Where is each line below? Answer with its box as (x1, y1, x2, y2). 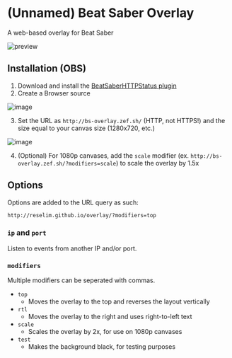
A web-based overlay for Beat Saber (7, 28, 114, 37)
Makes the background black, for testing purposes (28, 342, 175, 351)
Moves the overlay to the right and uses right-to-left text (28, 313, 192, 321)
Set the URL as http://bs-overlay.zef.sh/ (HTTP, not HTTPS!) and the (17, 116, 226, 125)
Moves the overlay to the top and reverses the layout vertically (28, 297, 210, 306)
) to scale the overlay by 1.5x (115, 158, 199, 167)
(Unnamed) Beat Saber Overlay (7, 5, 195, 21)
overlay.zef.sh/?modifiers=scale (17, 160, 117, 167)
